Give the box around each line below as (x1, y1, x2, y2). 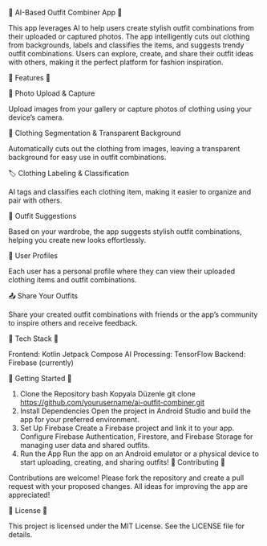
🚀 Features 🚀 (8, 73, 51, 82)
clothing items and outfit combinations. (8, 275, 137, 285)
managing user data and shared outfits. (19, 441, 150, 450)
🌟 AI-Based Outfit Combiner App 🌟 (8, 8, 123, 17)
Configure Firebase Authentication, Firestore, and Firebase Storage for (19, 432, 253, 441)
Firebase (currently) (8, 358, 75, 367)
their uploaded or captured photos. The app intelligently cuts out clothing (8, 32, 250, 41)
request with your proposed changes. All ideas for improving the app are (8, 482, 249, 491)
